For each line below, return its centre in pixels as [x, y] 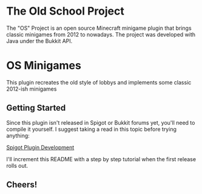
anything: [18, 136]
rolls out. [17, 165]
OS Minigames [44, 66]
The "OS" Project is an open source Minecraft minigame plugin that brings [99, 28]
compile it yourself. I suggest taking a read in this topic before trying [92, 129]
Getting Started [36, 108]
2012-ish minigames [32, 89]
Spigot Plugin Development [40, 147]
